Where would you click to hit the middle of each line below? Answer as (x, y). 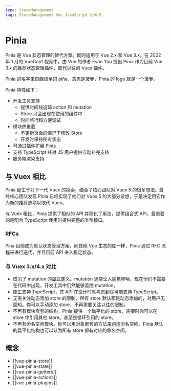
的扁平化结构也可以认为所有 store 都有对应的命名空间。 (71, 330)
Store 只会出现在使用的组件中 (51, 114)
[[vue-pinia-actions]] (35, 377)
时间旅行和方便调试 (41, 120)
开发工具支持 (26, 101)
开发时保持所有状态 (41, 139)
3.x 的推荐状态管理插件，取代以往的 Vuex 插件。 (56, 68)
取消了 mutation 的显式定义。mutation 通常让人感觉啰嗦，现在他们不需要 (89, 279)
